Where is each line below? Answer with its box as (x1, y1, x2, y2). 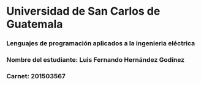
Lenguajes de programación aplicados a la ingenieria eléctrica (6, 39, 195, 48)
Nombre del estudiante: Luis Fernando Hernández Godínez (6, 56, 185, 64)
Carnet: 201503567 (6, 72, 66, 80)
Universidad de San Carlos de (6, 4, 161, 18)
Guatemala (6, 17, 63, 31)
